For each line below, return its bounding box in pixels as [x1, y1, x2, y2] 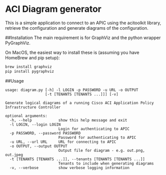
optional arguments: [5, 113, 48, 118]
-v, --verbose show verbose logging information [9, 165, 130, 170]
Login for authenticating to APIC [58, 126, 130, 131]
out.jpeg [5, 152, 23, 157]
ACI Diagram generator [5, 3, 102, 15]
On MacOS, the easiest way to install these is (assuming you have [5, 49, 140, 55]
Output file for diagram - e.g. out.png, [58, 148, 145, 153]
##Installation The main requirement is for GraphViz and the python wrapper [5, 35, 161, 41]
